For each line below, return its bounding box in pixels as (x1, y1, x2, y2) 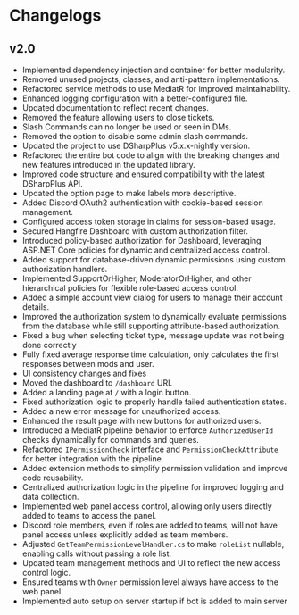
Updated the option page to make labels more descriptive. (21, 188, 237, 198)
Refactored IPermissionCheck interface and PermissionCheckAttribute (21, 444, 278, 454)
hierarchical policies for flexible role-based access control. (21, 283, 239, 293)
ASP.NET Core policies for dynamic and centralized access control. (21, 245, 270, 255)
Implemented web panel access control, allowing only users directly (21, 501, 272, 511)
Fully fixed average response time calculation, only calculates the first (21, 349, 279, 360)
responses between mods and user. (21, 359, 154, 369)
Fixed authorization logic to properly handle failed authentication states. (21, 396, 287, 407)
